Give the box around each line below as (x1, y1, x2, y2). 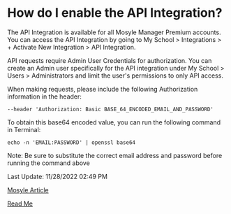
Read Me (7, 199, 33, 208)
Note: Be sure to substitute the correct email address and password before (7, 151, 223, 159)
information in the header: (7, 92, 82, 101)
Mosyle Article (7, 185, 49, 194)
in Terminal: (7, 125, 41, 134)
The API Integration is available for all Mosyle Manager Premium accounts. (7, 28, 221, 36)
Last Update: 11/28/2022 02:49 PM (7, 172, 108, 180)
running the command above (7, 159, 91, 167)
